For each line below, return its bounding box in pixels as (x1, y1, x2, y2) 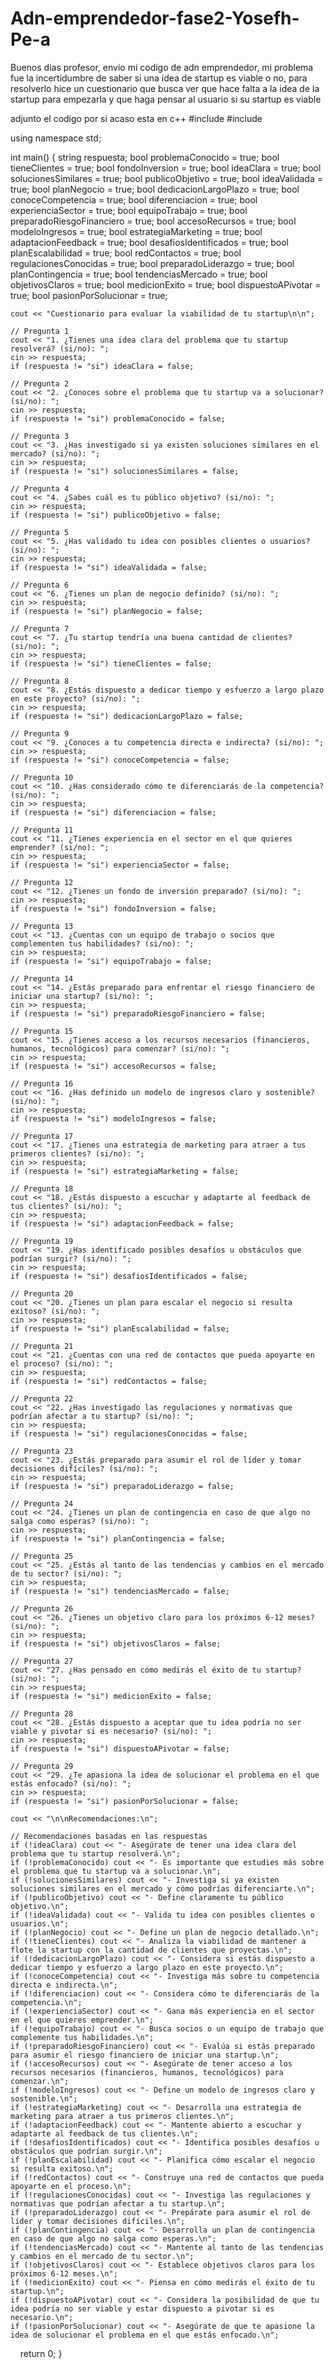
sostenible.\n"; (10, 2093, 78, 2104)
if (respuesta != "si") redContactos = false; (10, 1376, 208, 1386)
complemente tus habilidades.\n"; (10, 2032, 155, 2042)
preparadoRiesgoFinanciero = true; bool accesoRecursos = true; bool (10, 215, 297, 227)
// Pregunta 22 (10, 1393, 74, 1404)
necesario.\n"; (10, 2312, 74, 2322)
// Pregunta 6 (10, 580, 70, 590)
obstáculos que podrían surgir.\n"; (10, 2146, 163, 2156)
